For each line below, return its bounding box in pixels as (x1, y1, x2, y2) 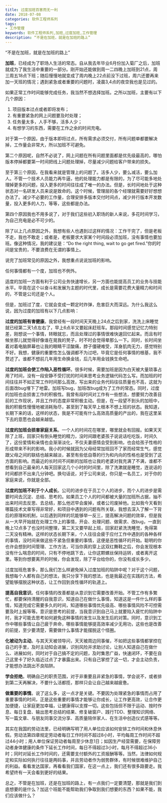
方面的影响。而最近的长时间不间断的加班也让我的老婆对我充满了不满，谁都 (5, 458, 158, 464)
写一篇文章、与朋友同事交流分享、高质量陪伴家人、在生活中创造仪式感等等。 (5, 715, 162, 721)
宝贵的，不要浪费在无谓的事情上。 (13, 247, 83, 253)
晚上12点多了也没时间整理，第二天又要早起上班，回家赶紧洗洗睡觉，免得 (5, 525, 154, 531)
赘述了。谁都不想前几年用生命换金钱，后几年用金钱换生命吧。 (5, 355, 132, 362)
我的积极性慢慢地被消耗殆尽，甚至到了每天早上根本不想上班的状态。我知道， (5, 404, 162, 410)
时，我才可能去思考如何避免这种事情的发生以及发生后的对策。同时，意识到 (5, 614, 158, 620)
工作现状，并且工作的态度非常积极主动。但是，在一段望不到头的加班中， (13, 397, 162, 403)
